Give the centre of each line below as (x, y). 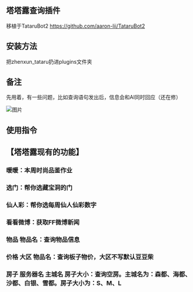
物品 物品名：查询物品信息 (43, 239)
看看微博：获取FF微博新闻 (43, 222)
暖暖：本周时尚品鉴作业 (39, 170)
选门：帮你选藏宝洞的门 (39, 188)
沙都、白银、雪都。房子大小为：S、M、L (64, 283)
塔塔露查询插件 (33, 11)
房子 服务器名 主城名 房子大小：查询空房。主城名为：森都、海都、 (99, 274)
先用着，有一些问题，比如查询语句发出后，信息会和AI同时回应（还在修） (94, 97)
